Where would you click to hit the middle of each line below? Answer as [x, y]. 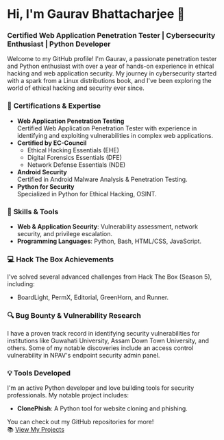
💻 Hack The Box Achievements [61, 259]
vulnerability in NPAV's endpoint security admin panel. [84, 355]
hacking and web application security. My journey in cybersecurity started [112, 73]
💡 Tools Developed [39, 373]
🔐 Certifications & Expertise [54, 106]
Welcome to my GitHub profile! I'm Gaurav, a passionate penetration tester [112, 59]
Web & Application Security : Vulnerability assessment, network [108, 227]
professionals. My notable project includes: [68, 395]
